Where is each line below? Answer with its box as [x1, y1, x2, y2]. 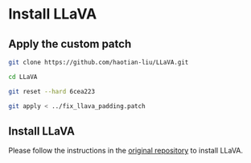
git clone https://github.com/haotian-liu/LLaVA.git [8, 58, 189, 66]
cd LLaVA [8, 73, 38, 81]
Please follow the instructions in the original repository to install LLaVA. [8, 146, 244, 156]
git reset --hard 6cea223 [8, 87, 95, 95]
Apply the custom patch [8, 37, 132, 51]
